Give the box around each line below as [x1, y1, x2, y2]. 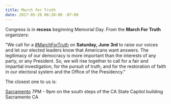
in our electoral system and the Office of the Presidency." [5, 68, 126, 74]
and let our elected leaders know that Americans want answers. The [5, 47, 149, 53]
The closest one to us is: [5, 79, 57, 85]
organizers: [5, 32, 29, 38]
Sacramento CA [5, 94, 39, 100]
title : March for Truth [5, 7, 56, 13]
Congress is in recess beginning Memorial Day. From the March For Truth [5, 26, 161, 32]
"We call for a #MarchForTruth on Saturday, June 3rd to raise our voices [5, 41, 158, 47]
